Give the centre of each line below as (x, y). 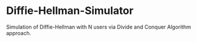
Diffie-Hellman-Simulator (70, 11)
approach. (19, 33)
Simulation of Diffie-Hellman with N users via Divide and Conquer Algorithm (99, 27)
